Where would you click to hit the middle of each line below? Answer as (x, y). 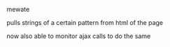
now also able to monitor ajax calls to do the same (79, 36)
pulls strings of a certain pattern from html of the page (85, 22)
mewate (18, 9)
